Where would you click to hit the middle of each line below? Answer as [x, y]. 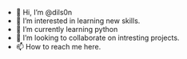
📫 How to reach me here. [58, 47]
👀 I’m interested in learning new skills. [78, 21]
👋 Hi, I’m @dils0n [44, 12]
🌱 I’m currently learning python [67, 29]
